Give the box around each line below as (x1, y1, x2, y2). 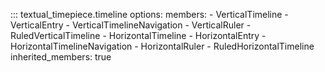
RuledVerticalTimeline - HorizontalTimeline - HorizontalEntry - (10, 30, 267, 41)
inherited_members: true (10, 51, 112, 63)
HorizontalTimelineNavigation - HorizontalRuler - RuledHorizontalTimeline (10, 40, 315, 52)
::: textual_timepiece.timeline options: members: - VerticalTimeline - (10, 9, 289, 20)
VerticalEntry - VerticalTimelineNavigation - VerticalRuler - (10, 19, 252, 31)
